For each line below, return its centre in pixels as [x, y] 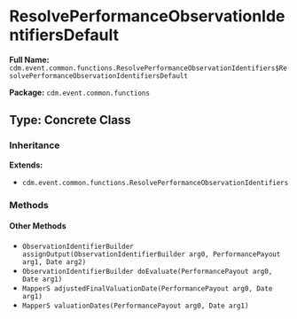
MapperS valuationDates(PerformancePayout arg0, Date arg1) [135, 306]
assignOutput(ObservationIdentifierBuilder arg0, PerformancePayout [151, 254]
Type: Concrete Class [70, 120]
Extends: [26, 165]
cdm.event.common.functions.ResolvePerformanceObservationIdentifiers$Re [148, 68]
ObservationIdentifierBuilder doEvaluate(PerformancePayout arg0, [147, 271]
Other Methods [38, 226]
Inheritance [35, 145]
